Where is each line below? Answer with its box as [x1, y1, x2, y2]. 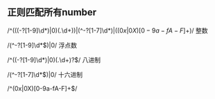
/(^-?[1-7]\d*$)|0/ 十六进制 [7, 70, 83, 78]
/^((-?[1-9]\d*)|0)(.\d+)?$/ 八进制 [7, 55, 101, 64]
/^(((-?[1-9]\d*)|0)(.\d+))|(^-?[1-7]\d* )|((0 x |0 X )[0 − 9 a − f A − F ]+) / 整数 [7, 26, 208, 35]
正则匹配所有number [7, 6, 97, 19]
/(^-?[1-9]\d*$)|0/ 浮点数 [7, 41, 78, 49]
